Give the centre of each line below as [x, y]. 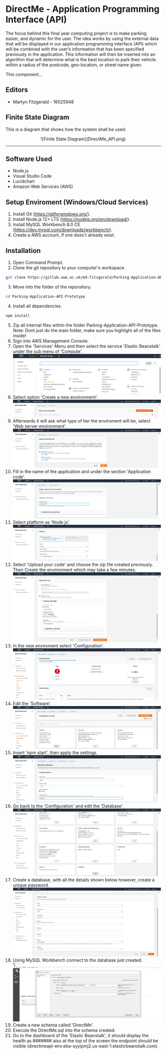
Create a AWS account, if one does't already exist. [64, 235]
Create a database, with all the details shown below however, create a [83, 880]
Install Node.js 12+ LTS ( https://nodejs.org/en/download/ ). [72, 219]
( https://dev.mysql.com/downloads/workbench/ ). [63, 230]
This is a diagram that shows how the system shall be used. [66, 129]
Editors [17, 90]
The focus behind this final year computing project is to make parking [76, 33]
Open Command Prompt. [38, 262]
